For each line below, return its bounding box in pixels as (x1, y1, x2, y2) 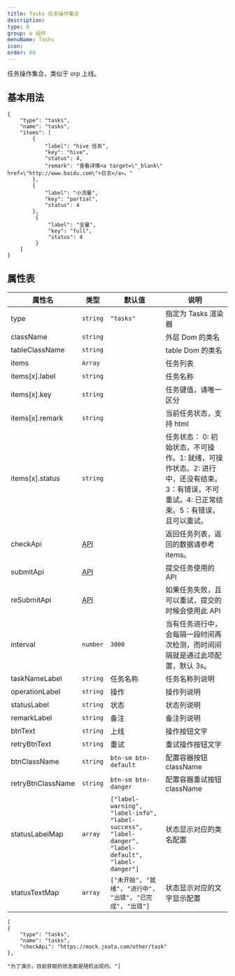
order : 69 (7, 50, 36, 57)
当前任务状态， (165, 408, 215, 418)
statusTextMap (10, 887, 59, 897)
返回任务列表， (165, 529, 215, 538)
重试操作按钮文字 (165, 739, 222, 749)
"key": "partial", (44, 195, 99, 203)
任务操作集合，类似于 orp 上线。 (7, 69, 101, 78)
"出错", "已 (110, 893, 147, 901)
